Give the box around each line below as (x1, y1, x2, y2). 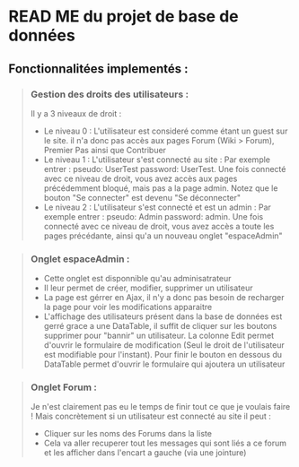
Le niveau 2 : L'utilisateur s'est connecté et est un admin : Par (43, 202, 271, 212)
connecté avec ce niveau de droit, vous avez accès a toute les (43, 221, 275, 231)
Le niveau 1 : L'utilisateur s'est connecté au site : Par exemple (43, 154, 271, 165)
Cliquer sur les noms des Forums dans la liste (43, 428, 213, 439)
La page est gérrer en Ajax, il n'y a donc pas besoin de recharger (43, 292, 285, 303)
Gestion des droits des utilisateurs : (30, 88, 189, 100)
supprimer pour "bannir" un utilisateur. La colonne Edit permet (43, 330, 275, 342)
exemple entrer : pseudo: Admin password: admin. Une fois (43, 211, 264, 221)
